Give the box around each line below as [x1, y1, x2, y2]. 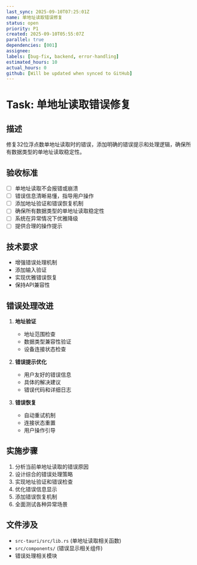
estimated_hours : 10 [6, 59, 58, 65]
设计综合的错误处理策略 [14, 470, 73, 478]
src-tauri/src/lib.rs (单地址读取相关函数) [14, 537, 122, 544]
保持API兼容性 [14, 281, 50, 289]
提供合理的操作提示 [14, 222, 63, 230]
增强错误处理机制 [14, 259, 57, 266]
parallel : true [6, 37, 44, 43]
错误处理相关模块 [14, 552, 57, 559]
